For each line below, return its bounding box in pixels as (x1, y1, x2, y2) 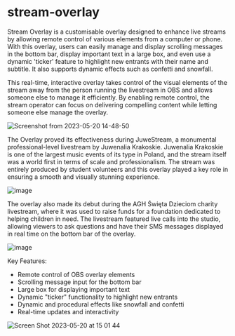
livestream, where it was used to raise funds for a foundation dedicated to (7, 207, 221, 215)
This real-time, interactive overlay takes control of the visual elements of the (7, 78, 228, 86)
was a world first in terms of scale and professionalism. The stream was (7, 157, 215, 166)
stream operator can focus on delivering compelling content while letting (7, 100, 217, 109)
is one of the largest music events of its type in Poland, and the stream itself (7, 150, 227, 159)
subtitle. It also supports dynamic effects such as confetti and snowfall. (7, 65, 213, 73)
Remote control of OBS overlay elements (17, 270, 135, 278)
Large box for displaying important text (17, 285, 130, 293)
